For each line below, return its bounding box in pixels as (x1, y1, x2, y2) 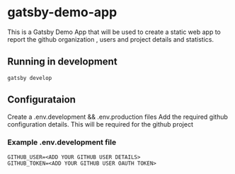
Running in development (7, 56, 118, 68)
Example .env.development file (7, 137, 117, 147)
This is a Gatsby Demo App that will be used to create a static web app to (7, 28, 221, 36)
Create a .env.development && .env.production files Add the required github (7, 112, 229, 121)
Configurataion (7, 93, 76, 106)
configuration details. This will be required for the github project (7, 120, 193, 128)
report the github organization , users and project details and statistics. (7, 35, 214, 43)
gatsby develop (7, 74, 52, 81)
